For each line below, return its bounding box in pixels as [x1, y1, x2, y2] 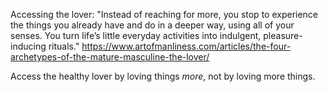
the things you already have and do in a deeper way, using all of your [10, 19, 295, 31]
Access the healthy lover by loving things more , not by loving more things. [10, 70, 316, 82]
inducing [10, 40, 47, 52]
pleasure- [263, 30, 303, 41]
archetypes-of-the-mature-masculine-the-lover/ [10, 51, 210, 63]
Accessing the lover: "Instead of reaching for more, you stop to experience [10, 9, 319, 20]
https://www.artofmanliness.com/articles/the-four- [81, 40, 292, 52]
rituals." [48, 40, 80, 52]
